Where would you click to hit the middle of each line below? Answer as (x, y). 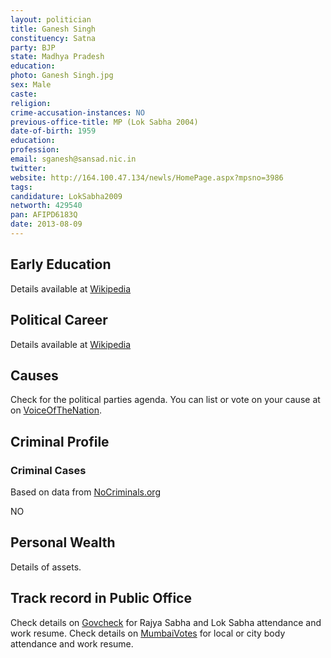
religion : (31, 103)
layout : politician (51, 19)
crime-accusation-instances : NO (77, 112)
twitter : (28, 168)
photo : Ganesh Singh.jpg (62, 76)
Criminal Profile (60, 441)
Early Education (61, 264)
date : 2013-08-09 (46, 224)
